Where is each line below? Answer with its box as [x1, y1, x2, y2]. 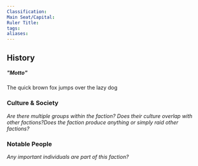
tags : [7, 25, 20, 31]
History [7, 53, 35, 63]
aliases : [7, 31, 29, 37]
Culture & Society [7, 99, 59, 107]
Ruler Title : [7, 20, 39, 25]
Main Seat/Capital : [7, 14, 55, 20]
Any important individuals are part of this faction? [7, 154, 129, 161]
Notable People [7, 140, 52, 148]
